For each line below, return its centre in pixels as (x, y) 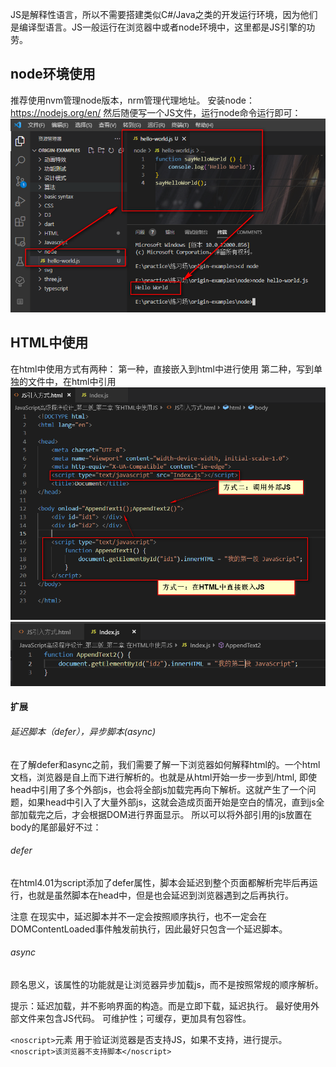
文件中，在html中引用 (72, 381)
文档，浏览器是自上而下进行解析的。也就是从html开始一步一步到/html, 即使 (164, 777)
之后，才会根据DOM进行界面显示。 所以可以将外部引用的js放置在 (178, 814)
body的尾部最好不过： (56, 827)
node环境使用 (53, 74)
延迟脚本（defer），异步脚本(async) (83, 731)
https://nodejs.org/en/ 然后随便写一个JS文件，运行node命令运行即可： (156, 112)
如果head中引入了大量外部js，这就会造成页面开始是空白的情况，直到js (172, 802)
